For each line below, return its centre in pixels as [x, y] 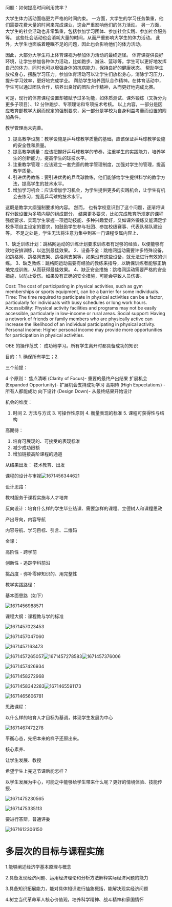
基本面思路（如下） [26, 595]
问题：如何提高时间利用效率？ [37, 7]
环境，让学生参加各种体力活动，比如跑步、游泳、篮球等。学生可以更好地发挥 [86, 61]
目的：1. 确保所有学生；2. [32, 357]
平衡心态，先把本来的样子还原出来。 [44, 738]
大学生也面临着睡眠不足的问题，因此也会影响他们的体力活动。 [79, 44]
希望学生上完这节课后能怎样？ [37, 771]
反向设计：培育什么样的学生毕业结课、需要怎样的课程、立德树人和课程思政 [84, 508]
